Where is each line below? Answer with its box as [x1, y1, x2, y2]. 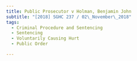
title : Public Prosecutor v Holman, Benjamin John [6, 8, 132, 15]
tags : [6, 19, 19, 25]
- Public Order [11, 41, 48, 47]
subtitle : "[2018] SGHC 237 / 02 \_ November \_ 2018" [6, 14, 132, 20]
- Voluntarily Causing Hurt [11, 35, 80, 41]
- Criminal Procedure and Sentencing [11, 24, 103, 31]
